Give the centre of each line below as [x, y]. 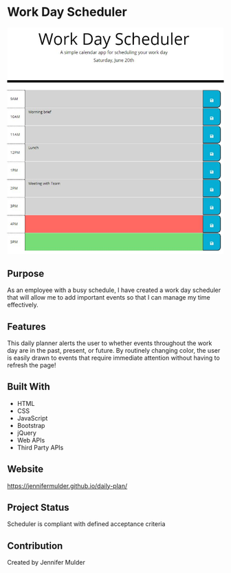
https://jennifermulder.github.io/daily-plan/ [67, 486]
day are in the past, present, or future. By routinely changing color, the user [114, 350]
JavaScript [32, 418]
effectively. [23, 305]
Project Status [38, 507]
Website [25, 469]
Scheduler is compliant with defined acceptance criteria [86, 524]
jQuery [26, 433]
